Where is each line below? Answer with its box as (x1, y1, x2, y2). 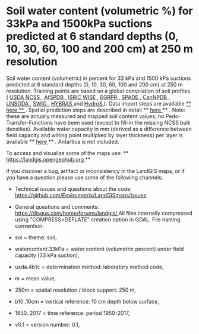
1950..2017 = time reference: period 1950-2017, (14, 309, 130, 317)
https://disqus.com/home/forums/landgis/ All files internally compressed (14, 209, 192, 217)
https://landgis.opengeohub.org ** (6, 156, 91, 163)
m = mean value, (14, 274, 56, 282)
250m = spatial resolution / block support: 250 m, (14, 286, 137, 293)
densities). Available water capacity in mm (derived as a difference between (6, 125, 192, 132)
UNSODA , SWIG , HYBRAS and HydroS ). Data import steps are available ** (6, 100, 192, 107)
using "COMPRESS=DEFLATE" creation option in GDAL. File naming (14, 216, 181, 223)
